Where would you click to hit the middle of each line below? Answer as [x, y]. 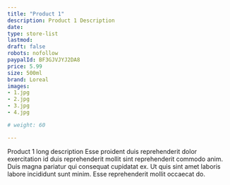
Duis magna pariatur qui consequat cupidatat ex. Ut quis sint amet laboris [114, 166]
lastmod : [20, 40]
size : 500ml [25, 73]
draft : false [26, 47]
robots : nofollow [33, 54]
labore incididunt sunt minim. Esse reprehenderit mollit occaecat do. [107, 174]
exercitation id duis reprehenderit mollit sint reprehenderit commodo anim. [115, 159]
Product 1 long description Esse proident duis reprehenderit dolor [102, 151]
